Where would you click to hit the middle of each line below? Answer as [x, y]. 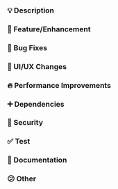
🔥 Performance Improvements [59, 85]
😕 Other [22, 179]
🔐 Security [25, 123]
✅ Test [19, 142]
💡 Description [31, 10]
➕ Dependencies [36, 104]
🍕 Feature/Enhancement [49, 29]
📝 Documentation [37, 160]
